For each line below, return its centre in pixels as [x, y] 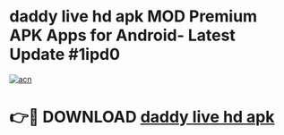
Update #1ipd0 [65, 55]
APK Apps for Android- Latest [122, 35]
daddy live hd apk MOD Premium [133, 17]
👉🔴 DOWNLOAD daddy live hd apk [142, 117]
